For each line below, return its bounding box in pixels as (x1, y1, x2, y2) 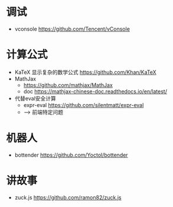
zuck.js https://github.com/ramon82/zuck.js (14, 193, 122, 201)
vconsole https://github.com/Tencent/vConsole (14, 25, 130, 33)
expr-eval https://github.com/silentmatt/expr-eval (23, 101, 144, 108)
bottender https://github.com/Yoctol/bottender (14, 151, 128, 159)
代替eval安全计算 (14, 95, 56, 102)
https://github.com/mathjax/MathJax (23, 81, 113, 89)
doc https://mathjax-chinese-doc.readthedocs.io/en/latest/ (23, 88, 167, 95)
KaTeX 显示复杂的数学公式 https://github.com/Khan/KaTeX (14, 69, 156, 76)
